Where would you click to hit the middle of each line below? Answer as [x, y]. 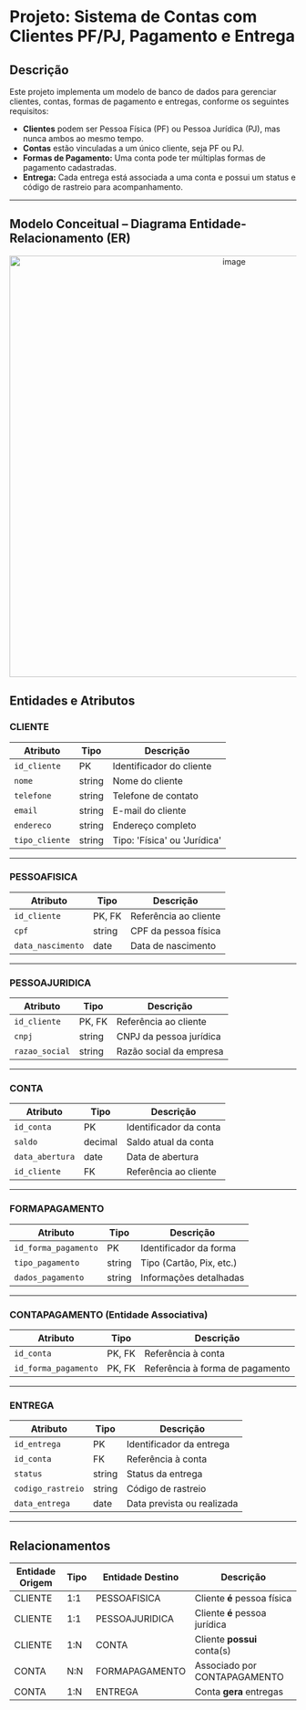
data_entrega [42, 1504]
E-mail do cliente [149, 810]
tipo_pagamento [47, 1262]
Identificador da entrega [178, 1444]
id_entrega [37, 1444]
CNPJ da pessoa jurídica [168, 1037]
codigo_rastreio [49, 1489]
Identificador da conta [173, 1127]
